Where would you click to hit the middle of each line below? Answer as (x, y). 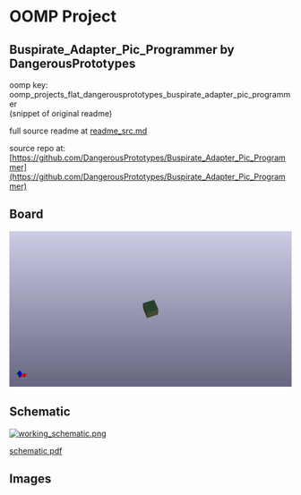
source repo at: (37, 148)
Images (30, 479)
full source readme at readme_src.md (78, 131)
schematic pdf (36, 450)
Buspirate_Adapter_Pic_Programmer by (122, 50)
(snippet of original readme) (61, 113)
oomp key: (29, 85)
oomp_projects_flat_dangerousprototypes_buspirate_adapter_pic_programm (150, 94)
